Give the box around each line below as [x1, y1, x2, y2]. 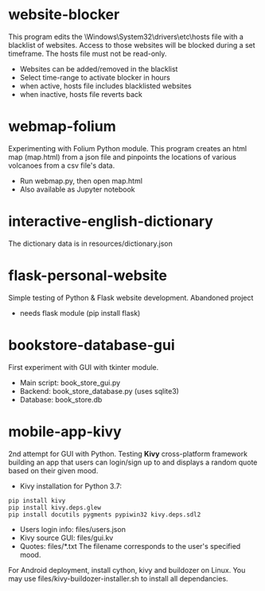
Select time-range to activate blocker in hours [19, 72, 171, 82]
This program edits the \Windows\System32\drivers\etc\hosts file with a [8, 32, 244, 41]
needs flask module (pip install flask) [19, 308, 141, 317]
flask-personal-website [8, 266, 168, 284]
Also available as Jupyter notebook [19, 185, 135, 194]
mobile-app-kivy [8, 422, 122, 441]
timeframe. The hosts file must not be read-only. [8, 49, 167, 58]
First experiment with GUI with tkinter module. [8, 362, 159, 371]
